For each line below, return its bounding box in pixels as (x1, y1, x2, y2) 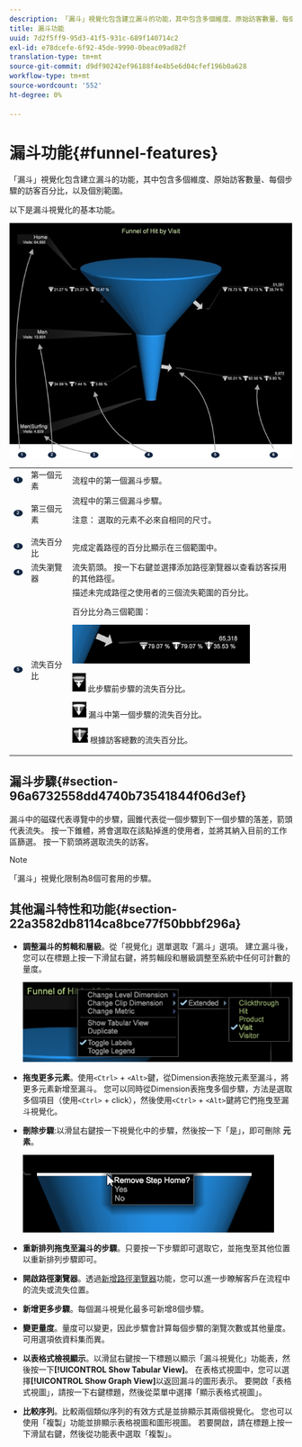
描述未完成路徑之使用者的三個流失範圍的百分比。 (71, 587, 253, 598)
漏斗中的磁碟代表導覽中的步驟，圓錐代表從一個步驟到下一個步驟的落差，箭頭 (9, 813, 293, 824)
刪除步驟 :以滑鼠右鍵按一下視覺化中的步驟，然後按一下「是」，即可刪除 (22, 1125, 281, 1135)
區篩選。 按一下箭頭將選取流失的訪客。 (9, 836, 154, 846)
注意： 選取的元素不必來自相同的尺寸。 (71, 514, 217, 525)
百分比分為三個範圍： (71, 606, 151, 617)
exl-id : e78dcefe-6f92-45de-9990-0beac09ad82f (9, 43, 187, 52)
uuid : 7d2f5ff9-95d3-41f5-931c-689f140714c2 (9, 33, 179, 42)
